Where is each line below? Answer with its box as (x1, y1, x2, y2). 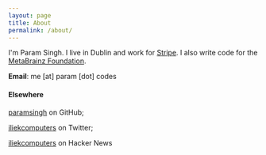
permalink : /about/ (8, 26, 73, 34)
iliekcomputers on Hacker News (8, 138, 113, 147)
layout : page (8, 11, 52, 20)
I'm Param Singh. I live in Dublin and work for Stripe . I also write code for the (8, 48, 258, 58)
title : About (8, 19, 52, 27)
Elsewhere (8, 89, 44, 99)
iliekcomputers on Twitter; (8, 123, 94, 132)
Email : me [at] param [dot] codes (8, 72, 117, 81)
